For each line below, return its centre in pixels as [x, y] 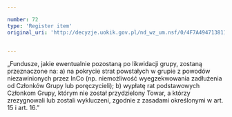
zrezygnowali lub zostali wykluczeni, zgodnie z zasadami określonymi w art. [115, 100]
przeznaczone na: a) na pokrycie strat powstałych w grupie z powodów [109, 71]
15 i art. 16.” [23, 108]
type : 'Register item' [40, 26]
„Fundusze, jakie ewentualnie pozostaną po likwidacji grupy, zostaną [105, 64]
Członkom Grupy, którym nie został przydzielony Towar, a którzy [99, 93]
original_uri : [28, 32]
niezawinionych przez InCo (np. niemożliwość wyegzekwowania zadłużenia [115, 78]
